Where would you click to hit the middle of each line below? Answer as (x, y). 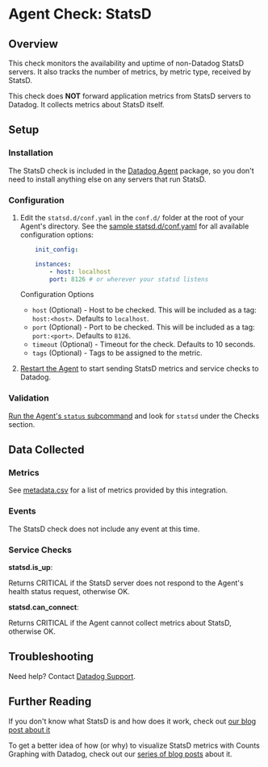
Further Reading (50, 702)
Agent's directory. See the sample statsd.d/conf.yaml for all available (134, 226)
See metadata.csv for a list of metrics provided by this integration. (118, 490)
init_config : (57, 249)
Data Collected (46, 450)
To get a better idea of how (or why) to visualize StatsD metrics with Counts (134, 745)
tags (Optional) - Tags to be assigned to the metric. (117, 353)
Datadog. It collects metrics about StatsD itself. (86, 105)
